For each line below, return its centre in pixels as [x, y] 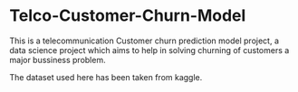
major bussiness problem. [58, 60]
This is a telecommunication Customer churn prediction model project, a [144, 41]
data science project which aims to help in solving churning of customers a [149, 50]
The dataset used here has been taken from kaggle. [106, 77]
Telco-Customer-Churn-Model [128, 16]
